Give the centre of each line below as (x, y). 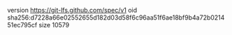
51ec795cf (22, 25)
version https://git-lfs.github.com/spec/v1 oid (72, 10)
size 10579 (54, 25)
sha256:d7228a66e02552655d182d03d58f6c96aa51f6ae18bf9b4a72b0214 (116, 17)
